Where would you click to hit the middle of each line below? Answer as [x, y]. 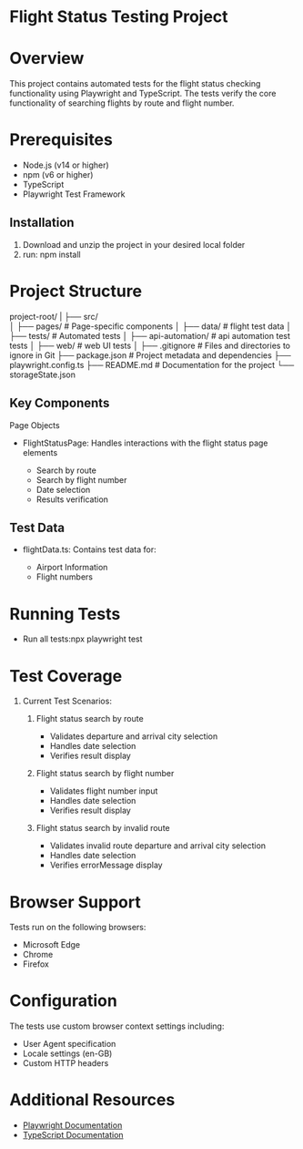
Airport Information [72, 568]
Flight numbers [65, 577]
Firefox [36, 964]
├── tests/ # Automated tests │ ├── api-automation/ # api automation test [150, 335]
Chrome [38, 955]
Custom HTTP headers [66, 1063]
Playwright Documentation [72, 1125]
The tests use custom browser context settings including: [117, 1026]
